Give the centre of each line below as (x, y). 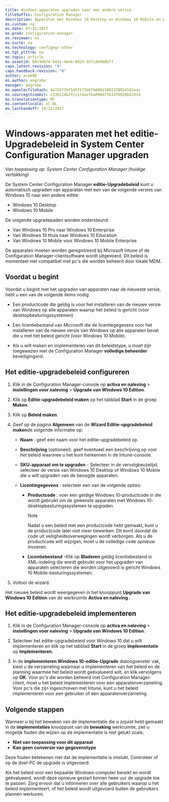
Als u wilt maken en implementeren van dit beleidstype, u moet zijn (82, 345)
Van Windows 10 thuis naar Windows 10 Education (65, 235)
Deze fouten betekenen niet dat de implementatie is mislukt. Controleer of (82, 758)
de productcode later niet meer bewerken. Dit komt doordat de (92, 530)
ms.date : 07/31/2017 (27, 29)
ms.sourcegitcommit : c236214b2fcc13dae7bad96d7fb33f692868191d (73, 95)
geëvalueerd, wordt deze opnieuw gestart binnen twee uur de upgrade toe (82, 778)
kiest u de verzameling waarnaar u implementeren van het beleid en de (86, 667)
